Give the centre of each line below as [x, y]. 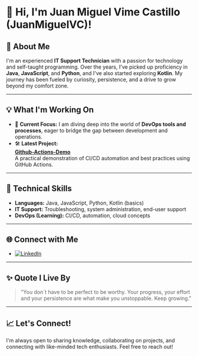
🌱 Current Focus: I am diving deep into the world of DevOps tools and [100, 124]
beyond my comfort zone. [37, 86]
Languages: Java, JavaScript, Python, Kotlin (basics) [79, 203]
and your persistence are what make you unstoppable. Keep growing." [106, 299]
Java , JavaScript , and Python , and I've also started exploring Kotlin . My [94, 73]
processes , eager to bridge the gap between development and [91, 130]
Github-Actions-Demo [42, 152]
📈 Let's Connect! [39, 323]
